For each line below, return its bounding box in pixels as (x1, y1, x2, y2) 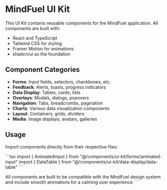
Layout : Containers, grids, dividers (12, 110, 84, 116)
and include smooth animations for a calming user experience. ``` (5, 179, 139, 185)
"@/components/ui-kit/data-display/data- (72, 158, 158, 164)
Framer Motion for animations (12, 45, 74, 51)
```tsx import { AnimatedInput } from (5, 153, 79, 159)
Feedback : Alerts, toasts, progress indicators (12, 84, 106, 90)
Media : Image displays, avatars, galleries (12, 116, 97, 122)
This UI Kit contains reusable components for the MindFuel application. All (5, 20, 158, 26)
